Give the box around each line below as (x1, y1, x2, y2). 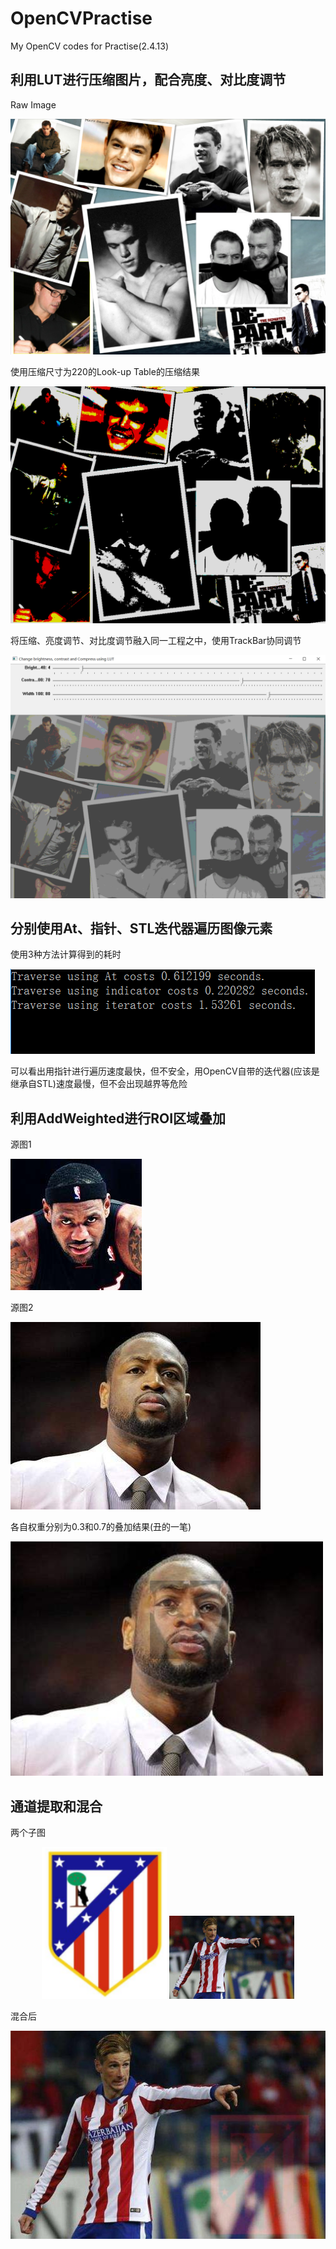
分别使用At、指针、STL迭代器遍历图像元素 (10, 920, 273, 937)
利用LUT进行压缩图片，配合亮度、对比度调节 (10, 72, 287, 89)
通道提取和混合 (10, 1798, 103, 1815)
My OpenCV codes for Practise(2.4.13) (10, 40, 169, 52)
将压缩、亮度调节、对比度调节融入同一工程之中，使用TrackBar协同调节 (10, 634, 302, 646)
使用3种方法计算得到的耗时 (10, 948, 122, 961)
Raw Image (10, 98, 57, 111)
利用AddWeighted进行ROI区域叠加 (10, 1110, 227, 1127)
